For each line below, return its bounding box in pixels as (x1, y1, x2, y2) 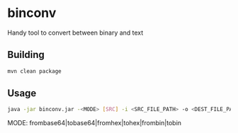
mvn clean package (7, 67, 62, 75)
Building (7, 49, 45, 61)
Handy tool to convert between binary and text (7, 28, 144, 37)
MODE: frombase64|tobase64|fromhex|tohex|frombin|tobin (7, 119, 182, 127)
